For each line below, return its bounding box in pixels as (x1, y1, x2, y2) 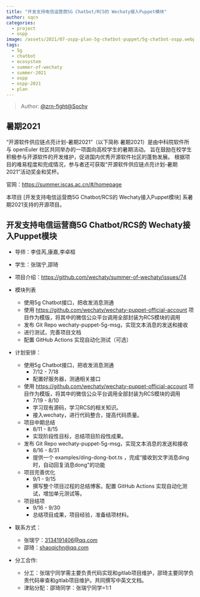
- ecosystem (11, 58, 42, 64)
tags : (6, 42, 20, 48)
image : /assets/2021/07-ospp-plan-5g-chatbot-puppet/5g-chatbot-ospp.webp (6, 36, 196, 42)
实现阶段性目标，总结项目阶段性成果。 (32, 433, 127, 440)
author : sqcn (6, 14, 39, 20)
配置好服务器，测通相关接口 (32, 375, 101, 382)
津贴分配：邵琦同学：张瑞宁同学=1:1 (23, 584, 112, 591)
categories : (6, 20, 36, 26)
